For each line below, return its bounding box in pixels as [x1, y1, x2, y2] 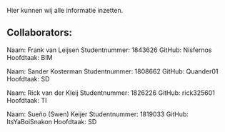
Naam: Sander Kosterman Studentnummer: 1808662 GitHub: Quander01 [6, 67, 219, 76]
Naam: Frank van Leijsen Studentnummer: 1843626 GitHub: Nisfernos [6, 46, 212, 54]
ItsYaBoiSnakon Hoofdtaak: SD [6, 117, 97, 126]
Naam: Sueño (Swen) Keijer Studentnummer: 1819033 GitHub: [6, 110, 189, 118]
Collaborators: [6, 26, 73, 39]
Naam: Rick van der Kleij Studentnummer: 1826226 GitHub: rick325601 [6, 88, 216, 97]
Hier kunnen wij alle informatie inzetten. [6, 6, 124, 14]
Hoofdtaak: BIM [6, 53, 53, 61]
